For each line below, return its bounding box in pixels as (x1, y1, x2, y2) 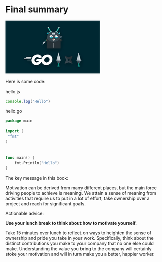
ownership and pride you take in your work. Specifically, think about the (5, 235, 154, 241)
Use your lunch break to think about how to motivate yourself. (5, 220, 137, 226)
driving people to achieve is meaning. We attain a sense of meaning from (5, 190, 157, 196)
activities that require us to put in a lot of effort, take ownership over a (5, 195, 150, 202)
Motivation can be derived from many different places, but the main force (5, 185, 157, 191)
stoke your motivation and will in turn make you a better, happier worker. (5, 251, 155, 257)
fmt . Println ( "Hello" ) (14, 160, 59, 165)
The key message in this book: (5, 175, 69, 181)
